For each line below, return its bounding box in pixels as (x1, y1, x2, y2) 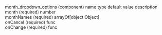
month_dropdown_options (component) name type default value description (5, 4, 158, 10)
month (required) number (5, 9, 56, 15)
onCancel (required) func (5, 19, 56, 25)
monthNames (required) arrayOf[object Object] (5, 14, 100, 20)
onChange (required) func (5, 24, 57, 30)
